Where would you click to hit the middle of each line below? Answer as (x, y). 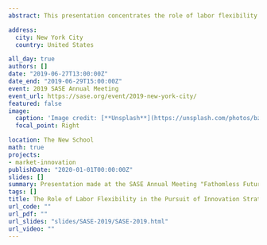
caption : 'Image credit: (56, 119)
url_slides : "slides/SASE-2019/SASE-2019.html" (89, 221)
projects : (25, 155)
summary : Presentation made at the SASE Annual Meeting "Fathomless (124, 185)
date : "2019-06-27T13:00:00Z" (58, 74)
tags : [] (23, 192)
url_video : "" (32, 229)
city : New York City (49, 37)
